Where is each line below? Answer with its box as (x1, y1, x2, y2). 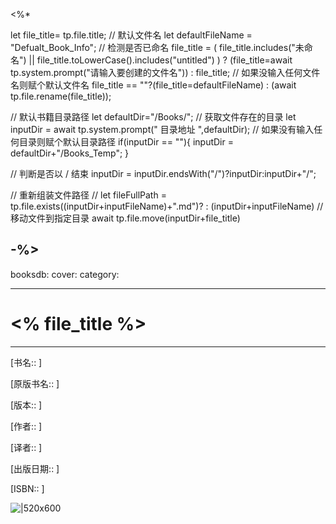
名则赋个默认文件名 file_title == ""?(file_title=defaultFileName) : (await (10, 79, 297, 91)
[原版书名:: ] (10, 377, 60, 389)
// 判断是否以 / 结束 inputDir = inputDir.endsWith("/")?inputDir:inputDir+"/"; (10, 168, 317, 179)
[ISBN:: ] (10, 482, 45, 494)
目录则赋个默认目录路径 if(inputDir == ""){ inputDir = (18, 136, 234, 148)
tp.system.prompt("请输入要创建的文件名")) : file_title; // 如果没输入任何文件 (10, 67, 321, 78)
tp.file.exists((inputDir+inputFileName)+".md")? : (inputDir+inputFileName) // (10, 200, 324, 212)
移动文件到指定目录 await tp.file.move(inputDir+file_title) (10, 212, 241, 224)
